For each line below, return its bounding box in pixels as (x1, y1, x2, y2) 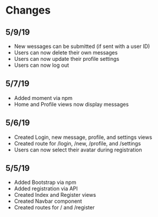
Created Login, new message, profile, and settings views (14, 134, 153, 141)
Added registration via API (14, 185, 78, 192)
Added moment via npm (14, 94, 73, 101)
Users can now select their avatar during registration (14, 146, 143, 153)
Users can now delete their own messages (14, 49, 118, 56)
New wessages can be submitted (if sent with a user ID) (14, 43, 150, 50)
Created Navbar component (14, 197, 83, 205)
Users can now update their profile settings (14, 56, 120, 62)
